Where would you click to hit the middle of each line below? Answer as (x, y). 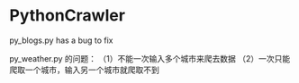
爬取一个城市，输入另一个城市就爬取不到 (84, 70)
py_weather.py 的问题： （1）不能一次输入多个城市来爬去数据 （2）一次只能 (150, 58)
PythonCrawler (68, 16)
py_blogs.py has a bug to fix (62, 40)
